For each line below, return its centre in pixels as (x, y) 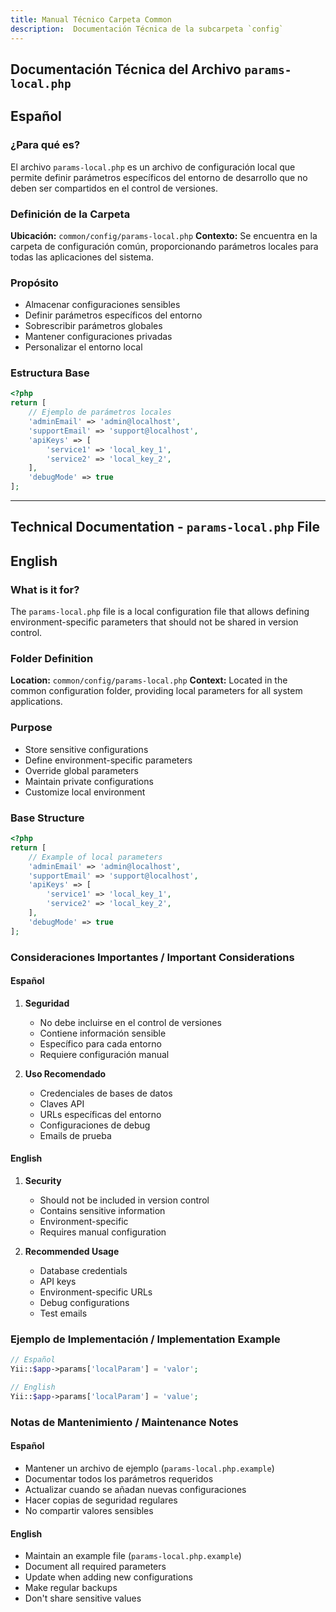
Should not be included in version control (124, 1200)
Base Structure (47, 818)
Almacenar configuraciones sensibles (102, 305)
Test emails (63, 1313)
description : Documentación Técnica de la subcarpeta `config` (147, 29)
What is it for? (45, 589)
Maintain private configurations (89, 781)
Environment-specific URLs (96, 1292)
